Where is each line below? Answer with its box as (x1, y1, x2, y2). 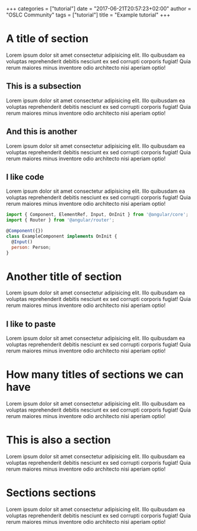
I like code (6, 171, 44, 182)
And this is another (6, 127, 78, 137)
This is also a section (6, 433, 111, 447)
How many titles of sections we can (6, 368, 184, 381)
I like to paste (6, 319, 56, 329)
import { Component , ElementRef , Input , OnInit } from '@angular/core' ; (6, 212, 189, 218)
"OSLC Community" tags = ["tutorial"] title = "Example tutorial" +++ (6, 11, 170, 18)
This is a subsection (6, 81, 81, 91)
